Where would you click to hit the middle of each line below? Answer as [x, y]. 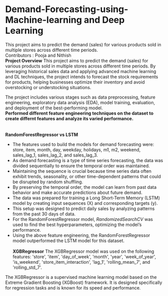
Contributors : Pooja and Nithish [38, 55]
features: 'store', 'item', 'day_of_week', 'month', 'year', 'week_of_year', [84, 256]
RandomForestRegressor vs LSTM [42, 134]
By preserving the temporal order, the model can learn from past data [85, 187]
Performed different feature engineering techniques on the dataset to [79, 113]
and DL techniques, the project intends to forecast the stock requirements [82, 77]
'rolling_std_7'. [27, 267]
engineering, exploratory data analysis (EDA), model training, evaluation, [80, 102]
